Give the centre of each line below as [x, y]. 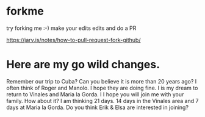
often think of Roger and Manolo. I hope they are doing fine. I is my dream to [102, 88]
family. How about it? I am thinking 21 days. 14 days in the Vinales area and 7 [103, 101]
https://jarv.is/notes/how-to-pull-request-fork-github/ [74, 40]
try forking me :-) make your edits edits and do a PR [71, 28]
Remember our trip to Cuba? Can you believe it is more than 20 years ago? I [102, 81]
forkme [25, 11]
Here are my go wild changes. [83, 65]
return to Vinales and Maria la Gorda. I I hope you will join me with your [95, 94]
